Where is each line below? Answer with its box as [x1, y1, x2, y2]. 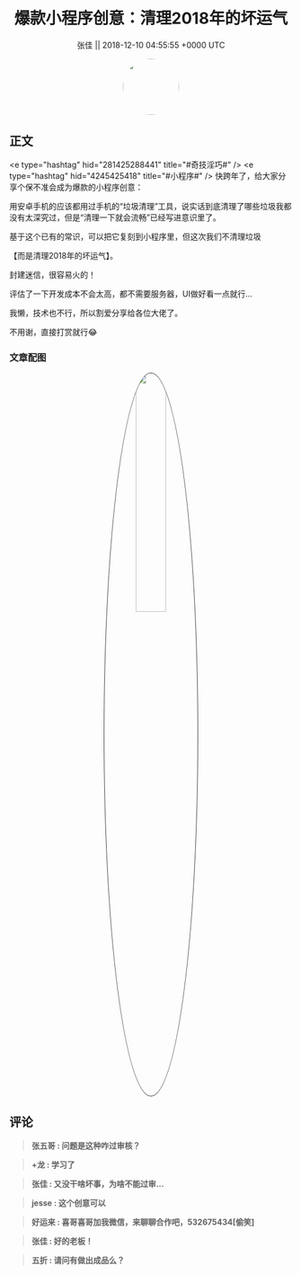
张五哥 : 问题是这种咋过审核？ [31, 1140, 141, 1151]
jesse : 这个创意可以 [31, 1197, 106, 1208]
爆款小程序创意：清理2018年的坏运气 [13, 8, 288, 29]
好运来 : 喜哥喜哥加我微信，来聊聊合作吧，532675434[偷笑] [31, 1216, 254, 1227]
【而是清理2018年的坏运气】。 [9, 250, 119, 261]
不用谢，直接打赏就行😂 [9, 326, 98, 337]
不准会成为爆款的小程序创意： [32, 181, 144, 192]
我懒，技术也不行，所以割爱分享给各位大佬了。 [9, 307, 182, 318]
